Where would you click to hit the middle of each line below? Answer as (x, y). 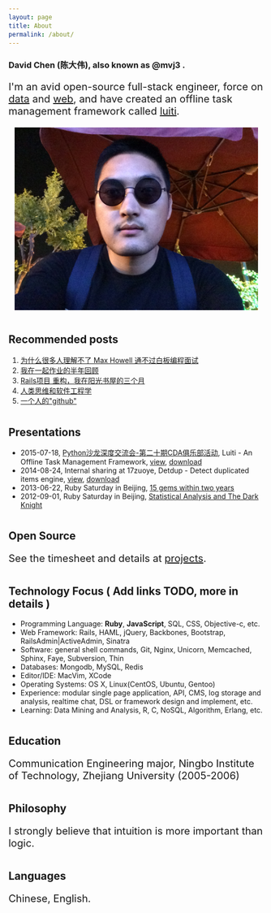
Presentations (45, 432)
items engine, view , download (70, 479)
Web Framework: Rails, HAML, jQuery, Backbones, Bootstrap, (123, 632)
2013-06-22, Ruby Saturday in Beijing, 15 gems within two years (127, 488)
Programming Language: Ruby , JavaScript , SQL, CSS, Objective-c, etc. (140, 623)
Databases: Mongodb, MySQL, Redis (82, 667)
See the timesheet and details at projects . (108, 559)
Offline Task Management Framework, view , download (111, 462)
